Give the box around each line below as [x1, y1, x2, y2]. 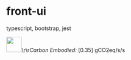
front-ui [6, 4, 47, 18]
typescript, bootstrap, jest [6, 24, 71, 32]
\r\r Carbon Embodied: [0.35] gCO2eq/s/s [21, 46, 126, 53]
